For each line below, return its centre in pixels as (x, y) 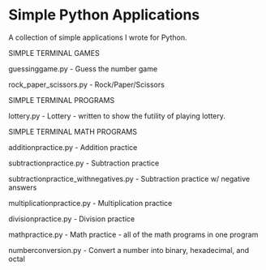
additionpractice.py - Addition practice (73, 147)
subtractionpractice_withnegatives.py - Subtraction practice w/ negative (129, 178)
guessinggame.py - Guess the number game (83, 69)
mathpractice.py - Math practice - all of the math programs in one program (133, 234)
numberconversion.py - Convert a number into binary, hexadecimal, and (129, 250)
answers (23, 187)
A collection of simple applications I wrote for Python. (98, 37)
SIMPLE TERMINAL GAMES (54, 53)
